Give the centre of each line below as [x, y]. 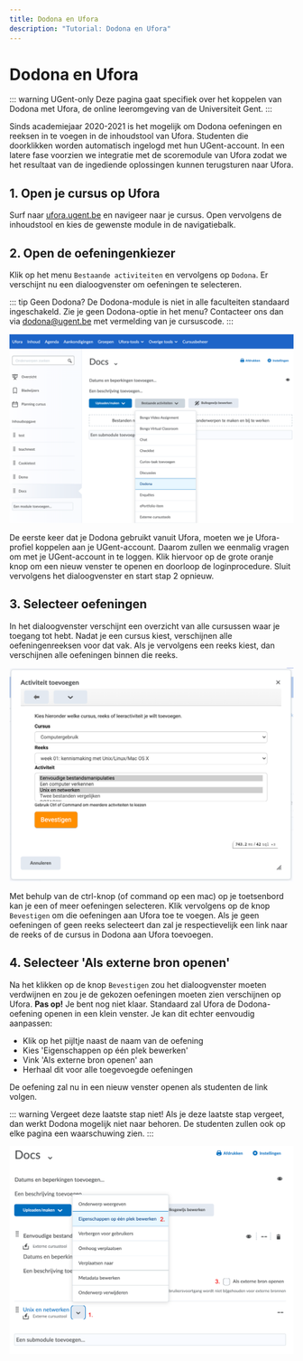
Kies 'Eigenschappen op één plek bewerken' [105, 1050]
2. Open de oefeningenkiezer [92, 253]
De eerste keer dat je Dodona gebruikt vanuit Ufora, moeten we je [132, 537]
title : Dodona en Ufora [54, 19]
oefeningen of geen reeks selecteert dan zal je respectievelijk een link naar [149, 925]
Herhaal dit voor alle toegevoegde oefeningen [108, 1069]
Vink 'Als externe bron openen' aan [87, 1060]
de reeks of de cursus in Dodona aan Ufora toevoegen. [111, 934]
